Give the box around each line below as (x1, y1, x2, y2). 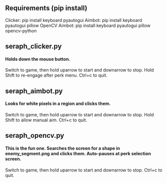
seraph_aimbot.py (5, 87, 63, 95)
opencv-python (5, 27, 37, 34)
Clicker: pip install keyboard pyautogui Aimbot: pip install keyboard (5, 17, 142, 23)
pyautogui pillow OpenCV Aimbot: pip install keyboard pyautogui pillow (5, 22, 151, 28)
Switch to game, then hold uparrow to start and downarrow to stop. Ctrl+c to (5, 167, 163, 173)
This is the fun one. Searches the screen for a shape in (5, 145, 121, 151)
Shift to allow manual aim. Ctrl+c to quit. (5, 117, 87, 123)
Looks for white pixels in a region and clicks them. (5, 100, 111, 106)
